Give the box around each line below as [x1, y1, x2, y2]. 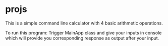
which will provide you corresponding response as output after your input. [5, 35, 159, 41]
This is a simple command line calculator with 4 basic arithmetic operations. [5, 20, 163, 26]
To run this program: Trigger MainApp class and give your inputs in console [5, 29, 162, 35]
